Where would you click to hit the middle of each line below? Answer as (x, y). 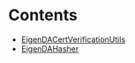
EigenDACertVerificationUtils (73, 39)
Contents (43, 15)
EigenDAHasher (50, 48)
